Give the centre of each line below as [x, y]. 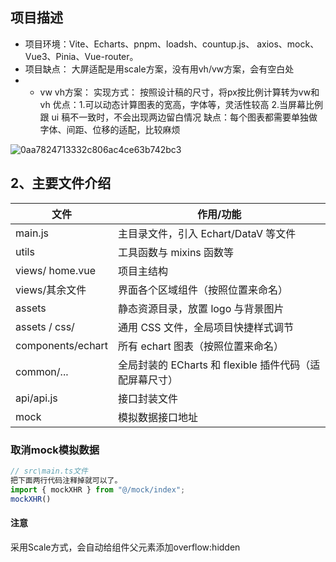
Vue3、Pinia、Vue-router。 [81, 56]
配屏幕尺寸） [148, 380]
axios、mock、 [288, 44]
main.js [32, 233]
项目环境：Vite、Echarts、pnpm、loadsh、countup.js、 [139, 44]
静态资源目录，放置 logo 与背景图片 [201, 308]
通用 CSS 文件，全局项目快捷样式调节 [206, 327]
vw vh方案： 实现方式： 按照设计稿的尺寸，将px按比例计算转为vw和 [179, 92]
